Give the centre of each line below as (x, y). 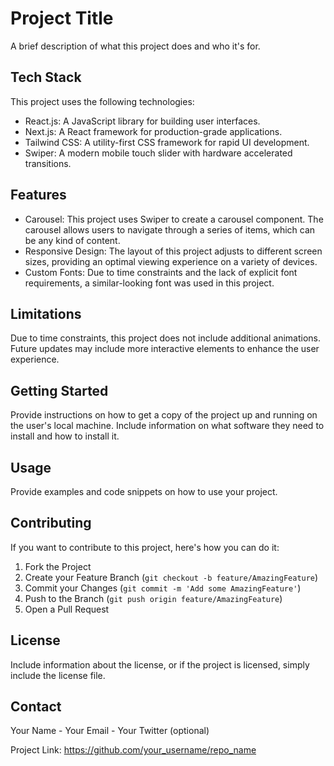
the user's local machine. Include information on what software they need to (167, 426)
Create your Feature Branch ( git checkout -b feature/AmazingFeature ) (171, 577)
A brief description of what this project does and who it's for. (135, 46)
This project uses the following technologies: (102, 101)
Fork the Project (58, 566)
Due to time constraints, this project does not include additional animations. (166, 338)
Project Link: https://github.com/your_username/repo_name (133, 750)
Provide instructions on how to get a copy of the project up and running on (164, 415)
